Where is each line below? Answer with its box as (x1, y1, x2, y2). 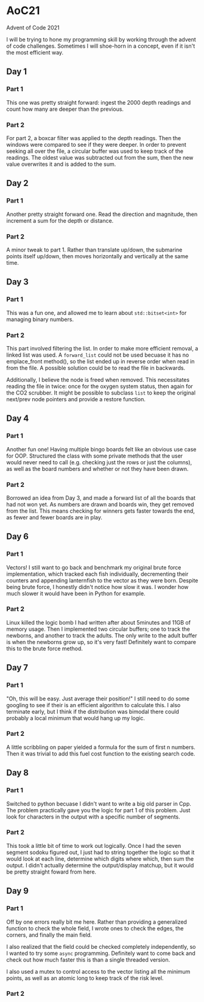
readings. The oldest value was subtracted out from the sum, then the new (6, 154, 194, 161)
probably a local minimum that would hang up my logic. (6, 714, 145, 722)
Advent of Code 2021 (6, 24, 60, 31)
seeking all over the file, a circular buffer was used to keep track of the (6, 147, 184, 155)
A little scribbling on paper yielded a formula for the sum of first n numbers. (6, 743, 196, 751)
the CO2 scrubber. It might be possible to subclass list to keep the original (6, 389, 196, 396)
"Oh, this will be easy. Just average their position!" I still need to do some (6, 695, 190, 702)
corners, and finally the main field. (6, 931, 93, 938)
